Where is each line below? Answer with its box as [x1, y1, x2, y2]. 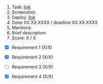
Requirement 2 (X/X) [11, 54, 53, 60]
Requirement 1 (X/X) [11, 45, 52, 50]
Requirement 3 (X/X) [11, 64, 53, 70]
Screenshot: [11, 9, 37, 15]
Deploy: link [11, 15, 36, 20]
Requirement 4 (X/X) [11, 74, 53, 80]
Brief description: [11, 30, 47, 35]
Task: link [11, 4, 31, 10]
